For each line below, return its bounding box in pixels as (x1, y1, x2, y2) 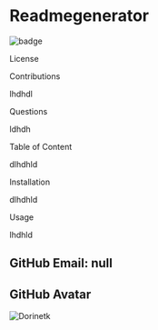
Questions (9, 105, 48, 116)
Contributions (9, 70, 61, 82)
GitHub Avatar (9, 286, 92, 302)
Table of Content (9, 141, 73, 152)
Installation (9, 176, 51, 187)
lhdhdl (9, 88, 34, 99)
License (9, 53, 39, 64)
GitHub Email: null (9, 255, 114, 271)
